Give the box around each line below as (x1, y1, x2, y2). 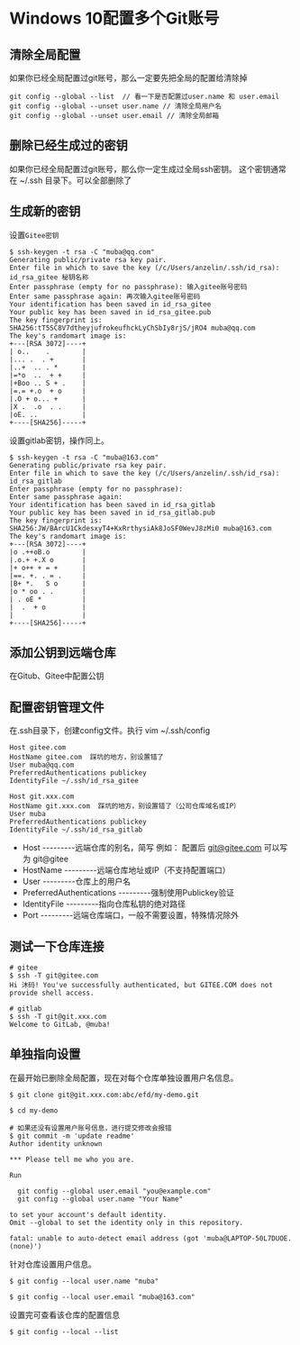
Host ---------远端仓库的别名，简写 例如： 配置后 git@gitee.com (22, 842, 262, 853)
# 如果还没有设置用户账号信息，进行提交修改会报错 (9, 1123, 172, 1132)
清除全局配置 (9, 47, 81, 62)
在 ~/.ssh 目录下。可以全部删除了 (9, 175, 132, 186)
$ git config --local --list (9, 1327, 119, 1336)
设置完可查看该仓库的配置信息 (9, 1309, 120, 1320)
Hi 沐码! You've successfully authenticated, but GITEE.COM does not (9, 981, 273, 990)
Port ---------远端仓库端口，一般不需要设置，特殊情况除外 (22, 910, 240, 921)
